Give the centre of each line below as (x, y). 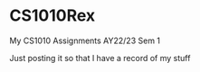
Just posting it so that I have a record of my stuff (100, 58)
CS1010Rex (52, 16)
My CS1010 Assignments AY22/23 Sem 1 (85, 40)
